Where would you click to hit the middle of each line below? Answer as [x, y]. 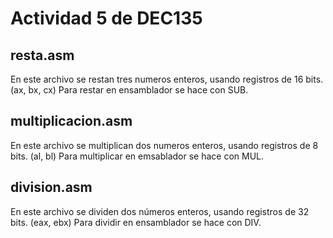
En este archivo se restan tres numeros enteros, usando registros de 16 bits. [167, 79]
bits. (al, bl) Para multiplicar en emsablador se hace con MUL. [137, 156]
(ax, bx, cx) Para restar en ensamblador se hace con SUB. [129, 90]
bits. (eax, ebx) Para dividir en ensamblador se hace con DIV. [136, 222]
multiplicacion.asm [71, 121]
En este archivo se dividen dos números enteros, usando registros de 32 [160, 211]
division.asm [51, 187]
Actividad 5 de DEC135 [106, 18]
